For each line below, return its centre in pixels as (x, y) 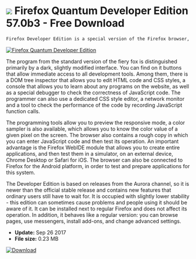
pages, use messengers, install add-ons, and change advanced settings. (94, 221)
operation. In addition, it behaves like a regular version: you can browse (92, 214)
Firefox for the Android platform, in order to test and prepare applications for (98, 166)
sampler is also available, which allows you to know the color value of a (92, 129)
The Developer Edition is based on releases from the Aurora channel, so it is (98, 183)
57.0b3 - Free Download (65, 23)
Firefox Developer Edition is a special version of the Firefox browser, (98, 39)
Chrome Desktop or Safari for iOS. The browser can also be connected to (94, 160)
